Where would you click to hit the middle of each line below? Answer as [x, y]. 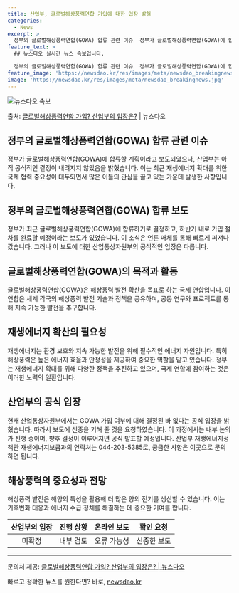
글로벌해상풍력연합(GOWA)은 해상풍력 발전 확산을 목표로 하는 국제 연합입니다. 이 [119, 290]
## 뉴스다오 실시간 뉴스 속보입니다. [59, 54]
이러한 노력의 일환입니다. [42, 377]
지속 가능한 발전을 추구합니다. [56, 308]
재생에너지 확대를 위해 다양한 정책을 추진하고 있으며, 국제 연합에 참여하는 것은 [122, 368]
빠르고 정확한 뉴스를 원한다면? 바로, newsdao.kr [74, 582]
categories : [25, 21]
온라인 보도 [112, 528]
